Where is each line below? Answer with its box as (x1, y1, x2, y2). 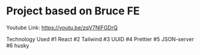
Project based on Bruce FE (6, 4, 140, 18)
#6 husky (6, 42, 29, 49)
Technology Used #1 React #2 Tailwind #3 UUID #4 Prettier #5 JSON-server (6, 35, 195, 42)
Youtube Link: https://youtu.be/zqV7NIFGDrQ (6, 24, 118, 31)
